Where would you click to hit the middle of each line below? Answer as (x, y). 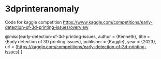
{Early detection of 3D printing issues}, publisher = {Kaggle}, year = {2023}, (81, 41)
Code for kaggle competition (33, 22)
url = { (11, 47)
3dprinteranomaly (42, 9)
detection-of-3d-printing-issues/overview (47, 27)
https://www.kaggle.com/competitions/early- (108, 22)
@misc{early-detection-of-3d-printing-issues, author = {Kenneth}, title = (78, 36)
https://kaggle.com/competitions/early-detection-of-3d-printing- (82, 47)
